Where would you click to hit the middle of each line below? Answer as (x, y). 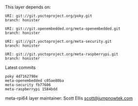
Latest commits (20, 67)
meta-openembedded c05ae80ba (34, 81)
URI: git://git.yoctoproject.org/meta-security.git (58, 41)
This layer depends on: (28, 7)
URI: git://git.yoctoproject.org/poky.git (49, 16)
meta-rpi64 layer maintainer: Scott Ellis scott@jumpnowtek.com (69, 98)
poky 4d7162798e (21, 76)
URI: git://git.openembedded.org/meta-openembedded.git (63, 29)
